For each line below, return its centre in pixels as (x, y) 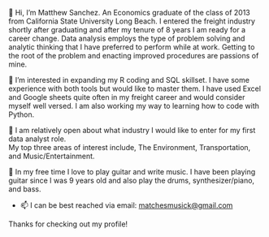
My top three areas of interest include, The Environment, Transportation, (130, 147)
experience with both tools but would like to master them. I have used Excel (135, 88)
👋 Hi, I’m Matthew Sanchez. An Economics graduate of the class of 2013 (129, 13)
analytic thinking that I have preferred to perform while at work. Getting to (132, 47)
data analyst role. (37, 139)
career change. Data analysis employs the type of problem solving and (127, 38)
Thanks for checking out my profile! (68, 224)
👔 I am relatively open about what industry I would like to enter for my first (132, 130)
